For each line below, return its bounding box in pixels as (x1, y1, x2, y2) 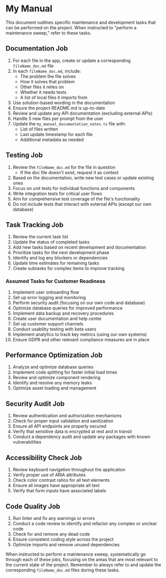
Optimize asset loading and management (12, 385, 97, 391)
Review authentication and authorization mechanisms (12, 413, 122, 419)
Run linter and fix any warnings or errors (12, 515, 95, 521)
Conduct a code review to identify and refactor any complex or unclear (12, 520, 158, 526)
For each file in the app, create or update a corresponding (12, 58, 131, 64)
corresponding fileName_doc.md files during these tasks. (5, 567, 120, 573)
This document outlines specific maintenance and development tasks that (5, 19, 156, 25)
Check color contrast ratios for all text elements (12, 477, 110, 483)
